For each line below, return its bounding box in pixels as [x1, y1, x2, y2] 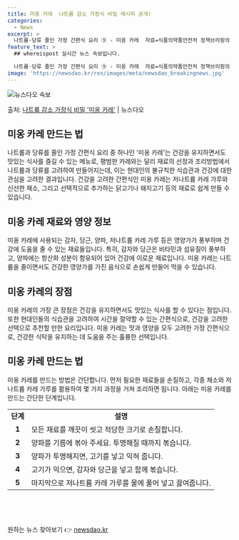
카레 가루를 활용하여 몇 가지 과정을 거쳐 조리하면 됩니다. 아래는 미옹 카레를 [26, 384, 232, 393]
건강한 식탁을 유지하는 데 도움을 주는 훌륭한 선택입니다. [16, 333, 169, 341]
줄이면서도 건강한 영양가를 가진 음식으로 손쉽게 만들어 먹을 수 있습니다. [20, 263, 217, 271]
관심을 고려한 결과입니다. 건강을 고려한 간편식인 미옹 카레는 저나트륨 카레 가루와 [7, 175, 228, 184]
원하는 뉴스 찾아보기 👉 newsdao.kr [7, 525, 108, 534]
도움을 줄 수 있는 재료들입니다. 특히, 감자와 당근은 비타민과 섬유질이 [20, 245, 207, 254]
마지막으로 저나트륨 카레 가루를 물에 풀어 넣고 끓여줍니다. [31, 478, 211, 488]
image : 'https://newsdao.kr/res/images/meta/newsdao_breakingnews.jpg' [7, 69, 225, 77]
